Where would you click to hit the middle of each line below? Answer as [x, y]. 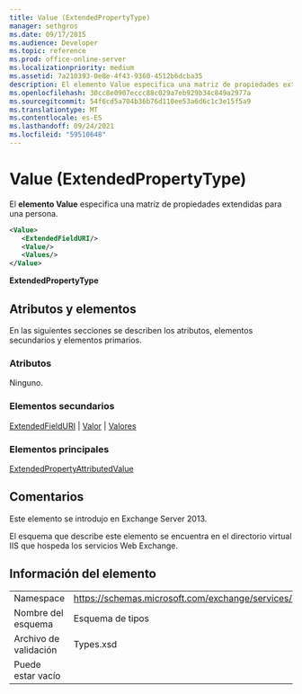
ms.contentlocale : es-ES [56, 118]
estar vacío [37, 675]
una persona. [34, 213]
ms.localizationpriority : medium [72, 68]
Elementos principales [59, 449]
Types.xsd [95, 644]
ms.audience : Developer [54, 43]
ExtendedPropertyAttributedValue [71, 468]
